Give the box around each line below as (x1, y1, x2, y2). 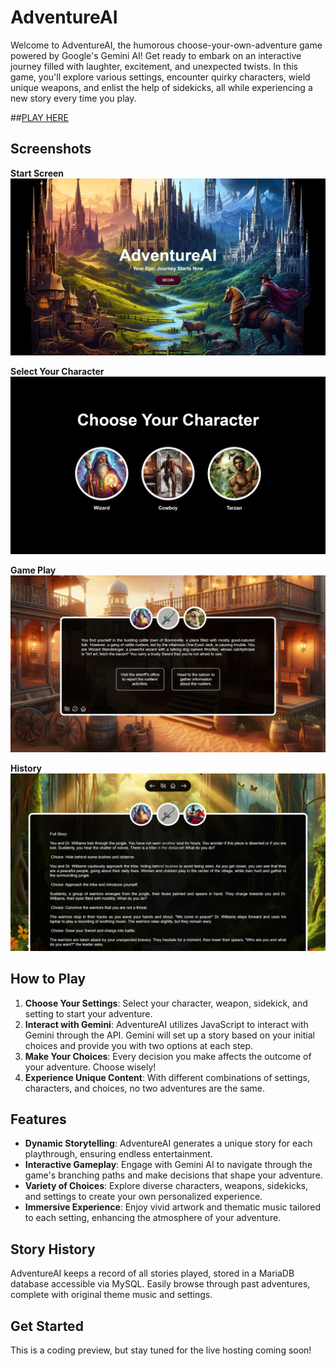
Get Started (10, 1317, 84, 1335)
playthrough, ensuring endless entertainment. (24, 1148, 213, 1160)
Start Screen (10, 167, 65, 179)
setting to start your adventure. (24, 1007, 153, 1020)
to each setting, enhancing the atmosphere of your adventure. (24, 1212, 282, 1224)
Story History (10, 1241, 96, 1258)
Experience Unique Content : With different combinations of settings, (24, 1071, 310, 1083)
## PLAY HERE (10, 111, 69, 123)
